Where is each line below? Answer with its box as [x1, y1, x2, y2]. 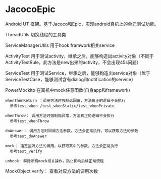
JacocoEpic [5, 4, 56, 15]
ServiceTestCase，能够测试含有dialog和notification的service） [5, 76, 136, 82]
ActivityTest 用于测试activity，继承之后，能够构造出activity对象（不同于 [5, 53, 154, 59]
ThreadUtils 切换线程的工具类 [5, 31, 67, 37]
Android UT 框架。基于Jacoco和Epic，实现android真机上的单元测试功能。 [5, 21, 159, 27]
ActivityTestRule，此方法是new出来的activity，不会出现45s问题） [5, 59, 141, 65]
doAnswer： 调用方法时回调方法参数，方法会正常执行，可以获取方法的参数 [5, 128, 139, 133]
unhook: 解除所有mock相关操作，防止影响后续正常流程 [5, 158, 104, 163]
